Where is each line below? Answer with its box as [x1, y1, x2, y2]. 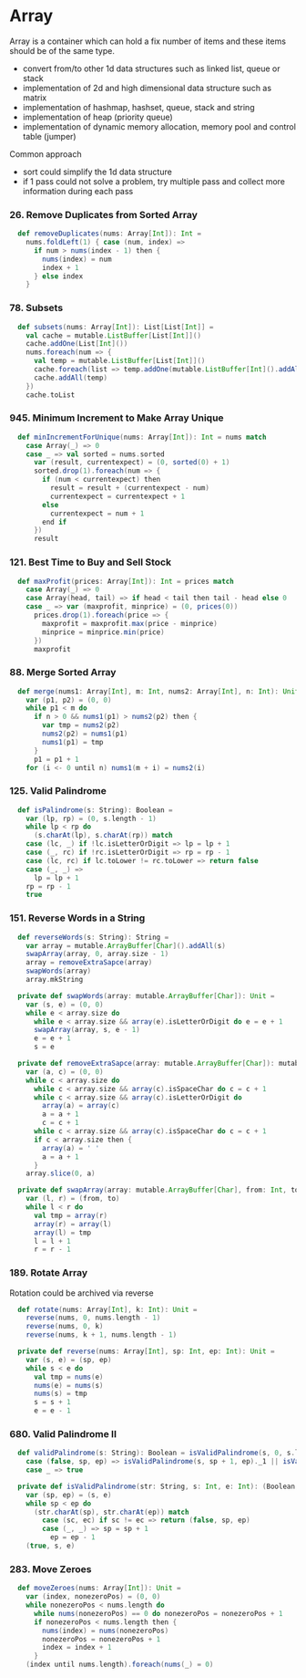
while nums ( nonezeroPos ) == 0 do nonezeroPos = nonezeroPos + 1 [33, 1609, 283, 1618]
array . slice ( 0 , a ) [25, 1169, 96, 1178]
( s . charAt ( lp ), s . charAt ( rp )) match [33, 831, 173, 840]
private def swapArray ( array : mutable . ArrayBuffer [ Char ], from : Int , [17, 1185, 287, 1195]
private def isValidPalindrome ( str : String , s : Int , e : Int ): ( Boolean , [17, 1482, 300, 1491]
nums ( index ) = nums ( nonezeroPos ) [42, 1626, 169, 1635]
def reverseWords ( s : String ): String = [17, 933, 169, 942]
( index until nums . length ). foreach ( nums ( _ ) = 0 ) [25, 1660, 214, 1670]
